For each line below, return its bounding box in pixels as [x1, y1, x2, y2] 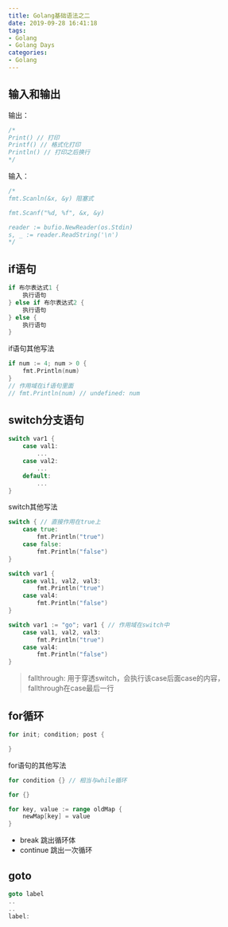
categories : [8, 49, 48, 57]
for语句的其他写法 [8, 760, 67, 770]
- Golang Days [8, 41, 56, 49]
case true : [22, 525, 59, 534]
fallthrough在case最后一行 [27, 683, 114, 693]
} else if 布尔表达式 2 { [8, 298, 85, 307]
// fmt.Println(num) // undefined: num [8, 389, 141, 397]
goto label [8, 890, 44, 898]
